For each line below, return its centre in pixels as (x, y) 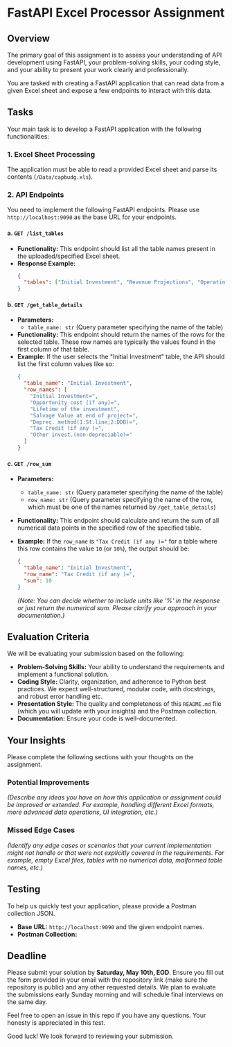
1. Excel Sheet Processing (51, 154)
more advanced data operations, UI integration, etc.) (82, 812)
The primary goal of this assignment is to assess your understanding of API (115, 55)
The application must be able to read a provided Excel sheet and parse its (112, 170)
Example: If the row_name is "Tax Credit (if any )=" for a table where (117, 542)
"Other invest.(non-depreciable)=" (81, 435)
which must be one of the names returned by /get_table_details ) (122, 507)
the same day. (27, 1002)
